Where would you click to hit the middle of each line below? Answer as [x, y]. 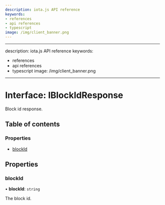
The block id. [18, 199]
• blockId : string [23, 189]
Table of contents [32, 124]
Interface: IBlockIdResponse [64, 95]
